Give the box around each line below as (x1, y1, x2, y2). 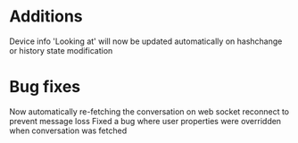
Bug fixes (9, 77, 81, 97)
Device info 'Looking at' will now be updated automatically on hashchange (9, 36, 283, 46)
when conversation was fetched (9, 125, 128, 136)
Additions (9, 6, 83, 27)
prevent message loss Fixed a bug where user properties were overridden (9, 115, 282, 126)
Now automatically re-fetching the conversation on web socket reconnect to (9, 105, 290, 117)
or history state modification (9, 45, 113, 55)
